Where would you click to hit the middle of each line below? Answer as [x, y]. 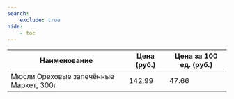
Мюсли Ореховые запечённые [63, 77]
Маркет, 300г [34, 85]
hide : [15, 26]
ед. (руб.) [196, 65]
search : [18, 13]
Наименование [66, 61]
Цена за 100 [196, 56]
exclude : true [40, 20]
